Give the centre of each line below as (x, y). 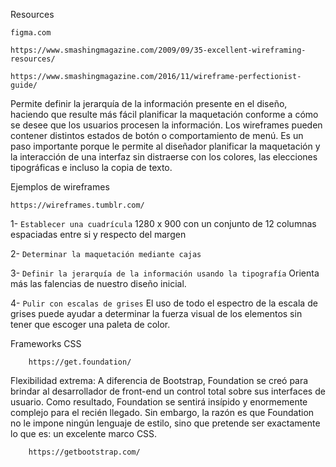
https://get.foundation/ (80, 362)
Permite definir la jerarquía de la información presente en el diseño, (149, 103)
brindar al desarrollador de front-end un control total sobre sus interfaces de (168, 391)
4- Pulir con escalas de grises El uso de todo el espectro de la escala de (164, 303)
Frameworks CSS (46, 343)
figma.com (31, 33)
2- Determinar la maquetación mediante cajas (106, 253)
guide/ (24, 85)
